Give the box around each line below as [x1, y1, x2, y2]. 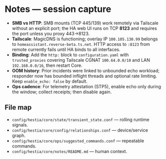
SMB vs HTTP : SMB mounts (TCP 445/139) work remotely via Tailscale [11, 20, 158, 26]
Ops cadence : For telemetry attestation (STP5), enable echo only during [11, 83, 161, 89]
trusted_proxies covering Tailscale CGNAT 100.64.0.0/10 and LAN [11, 57, 150, 63]
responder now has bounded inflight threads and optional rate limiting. [11, 73, 157, 79]
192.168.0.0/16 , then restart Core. [11, 62, 83, 68]
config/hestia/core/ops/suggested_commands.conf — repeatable [11, 138, 144, 144]
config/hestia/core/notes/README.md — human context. [11, 148, 127, 154]
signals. [11, 122, 28, 128]
